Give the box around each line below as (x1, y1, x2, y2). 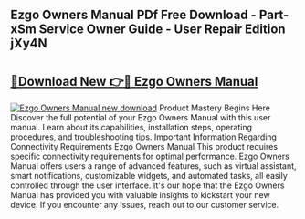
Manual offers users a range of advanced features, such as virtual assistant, (10, 161, 297, 172)
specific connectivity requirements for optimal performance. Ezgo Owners (10, 151, 290, 162)
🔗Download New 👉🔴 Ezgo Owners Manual (10, 73, 258, 89)
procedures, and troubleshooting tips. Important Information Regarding (10, 131, 278, 142)
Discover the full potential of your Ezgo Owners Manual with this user (10, 112, 271, 122)
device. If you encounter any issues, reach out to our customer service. (10, 200, 279, 210)
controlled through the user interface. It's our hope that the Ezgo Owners (10, 180, 285, 191)
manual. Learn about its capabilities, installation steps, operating (10, 122, 253, 132)
